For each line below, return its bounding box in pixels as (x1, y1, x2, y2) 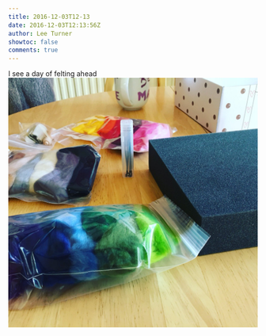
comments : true (8, 46, 59, 55)
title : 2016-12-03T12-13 (8, 13, 90, 21)
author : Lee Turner (8, 29, 73, 37)
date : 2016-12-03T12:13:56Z (8, 21, 101, 29)
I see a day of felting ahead (8, 69, 97, 78)
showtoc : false (8, 38, 59, 46)
